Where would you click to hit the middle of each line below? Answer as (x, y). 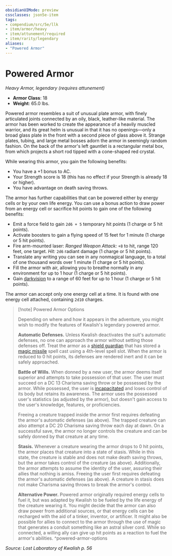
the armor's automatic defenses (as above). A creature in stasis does (91, 479)
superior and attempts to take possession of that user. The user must (91, 377)
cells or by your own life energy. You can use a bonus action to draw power (85, 203)
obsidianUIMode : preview (32, 10)
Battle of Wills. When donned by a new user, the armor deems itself (90, 372)
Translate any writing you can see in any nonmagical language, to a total (89, 257)
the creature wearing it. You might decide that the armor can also (87, 505)
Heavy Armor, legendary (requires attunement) (55, 88)
